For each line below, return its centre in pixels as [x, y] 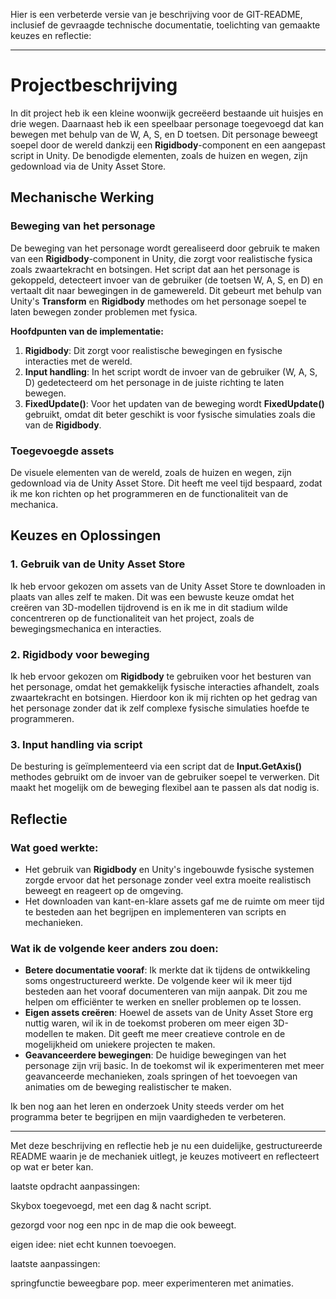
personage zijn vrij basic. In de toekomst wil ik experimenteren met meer [174, 1066]
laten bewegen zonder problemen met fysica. [104, 311]
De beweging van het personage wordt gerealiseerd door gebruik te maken [165, 248]
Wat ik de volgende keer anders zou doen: [114, 948]
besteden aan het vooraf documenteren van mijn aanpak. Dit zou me [166, 991]
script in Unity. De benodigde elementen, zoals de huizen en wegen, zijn [159, 155]
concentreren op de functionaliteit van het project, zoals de [132, 618]
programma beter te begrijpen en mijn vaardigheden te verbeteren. [148, 1117]
